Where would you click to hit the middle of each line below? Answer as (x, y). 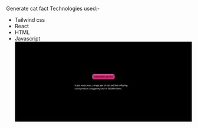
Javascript (27, 38)
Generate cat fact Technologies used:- (53, 9)
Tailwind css (30, 20)
